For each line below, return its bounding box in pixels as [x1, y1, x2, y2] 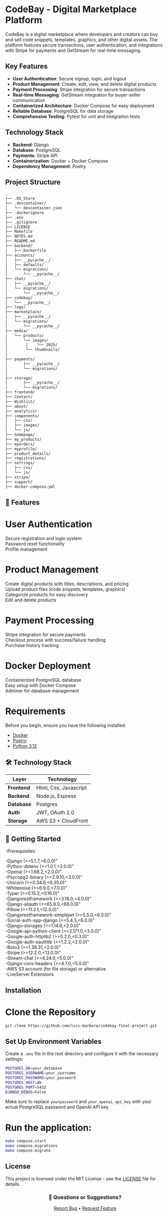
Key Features [5, 62, 48, 71]
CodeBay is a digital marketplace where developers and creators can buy [5, 31, 158, 37]
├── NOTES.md [5, 234, 33, 239]
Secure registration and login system [5, 535, 82, 541]
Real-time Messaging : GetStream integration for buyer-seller [12, 91, 141, 98]
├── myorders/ [5, 441, 35, 446]
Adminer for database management [5, 687, 79, 694]
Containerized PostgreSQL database [5, 677, 81, 683]
